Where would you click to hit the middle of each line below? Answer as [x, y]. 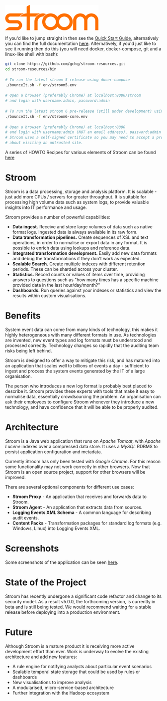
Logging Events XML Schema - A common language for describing [82, 512]
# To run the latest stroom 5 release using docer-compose [68, 80]
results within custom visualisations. [49, 295]
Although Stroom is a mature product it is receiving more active [70, 646]
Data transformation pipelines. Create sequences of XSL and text [80, 237]
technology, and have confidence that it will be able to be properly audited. [82, 407]
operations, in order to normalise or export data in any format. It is [80, 242]
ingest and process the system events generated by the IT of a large [75, 371]
